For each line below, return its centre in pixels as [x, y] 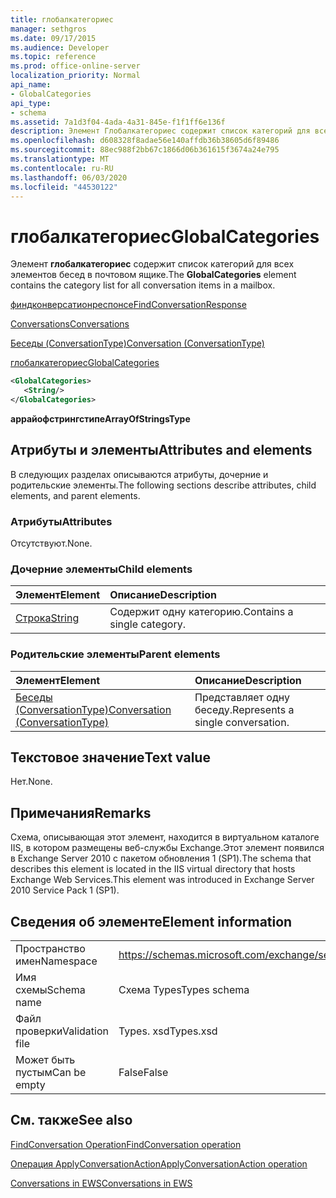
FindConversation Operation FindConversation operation [126, 1144]
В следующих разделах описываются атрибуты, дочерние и [139, 474]
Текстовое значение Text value [110, 757]
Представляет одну [242, 697]
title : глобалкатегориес [62, 19]
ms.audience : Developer [60, 47]
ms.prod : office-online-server [75, 66]
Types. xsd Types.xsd [168, 1031]
